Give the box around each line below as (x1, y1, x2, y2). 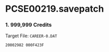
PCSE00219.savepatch (5, 3, 104, 15)
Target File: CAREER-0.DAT (5, 33, 57, 39)
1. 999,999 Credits (5, 21, 52, 29)
